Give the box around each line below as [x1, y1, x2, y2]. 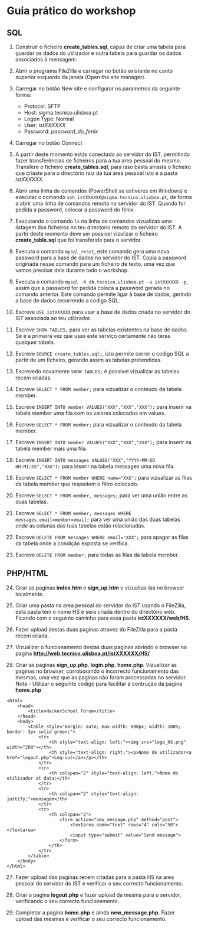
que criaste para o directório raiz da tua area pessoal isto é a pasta [15, 170, 178, 177]
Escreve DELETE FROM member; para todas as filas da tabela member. [15, 551, 179, 558]
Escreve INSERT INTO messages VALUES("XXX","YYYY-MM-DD [15, 457, 156, 463]
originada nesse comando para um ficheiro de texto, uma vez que [15, 261, 176, 267]
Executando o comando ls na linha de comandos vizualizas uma [15, 217, 173, 224]
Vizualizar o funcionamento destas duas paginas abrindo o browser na [15, 643, 187, 650]
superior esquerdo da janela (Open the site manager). [15, 74, 146, 80]
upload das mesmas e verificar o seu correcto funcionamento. [15, 915, 167, 922]
